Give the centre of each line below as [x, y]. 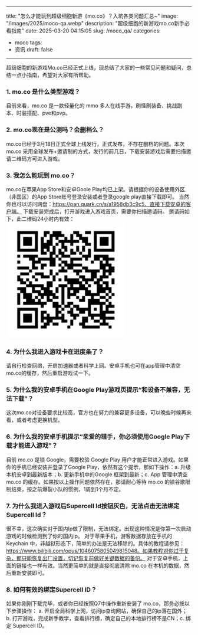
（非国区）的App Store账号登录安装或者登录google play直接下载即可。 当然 [98, 197]
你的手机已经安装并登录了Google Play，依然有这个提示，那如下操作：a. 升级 [98, 467]
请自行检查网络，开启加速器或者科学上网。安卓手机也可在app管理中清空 [93, 366]
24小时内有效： [56, 218]
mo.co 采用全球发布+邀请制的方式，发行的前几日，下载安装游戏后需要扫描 [96, 151]
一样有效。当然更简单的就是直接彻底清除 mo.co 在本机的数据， [108, 566]
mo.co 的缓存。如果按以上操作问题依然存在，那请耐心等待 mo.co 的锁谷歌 [96, 482]
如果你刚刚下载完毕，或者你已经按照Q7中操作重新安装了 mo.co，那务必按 [95, 604]
